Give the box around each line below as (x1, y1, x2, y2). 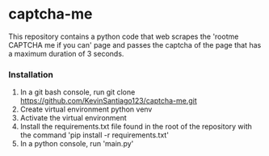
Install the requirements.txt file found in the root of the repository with (19, 122, 253, 132)
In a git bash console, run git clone (19, 87, 136, 97)
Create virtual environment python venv (19, 104, 153, 114)
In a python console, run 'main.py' (19, 139, 134, 149)
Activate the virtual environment (19, 113, 127, 123)
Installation (8, 69, 54, 80)
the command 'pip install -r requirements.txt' (19, 130, 170, 140)
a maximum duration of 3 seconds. (8, 48, 124, 58)
